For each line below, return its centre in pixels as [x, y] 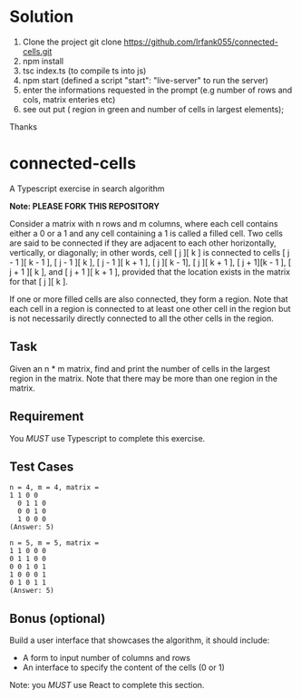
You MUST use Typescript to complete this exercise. [107, 438]
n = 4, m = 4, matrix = [54, 488]
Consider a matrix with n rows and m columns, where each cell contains [144, 223]
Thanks [24, 126]
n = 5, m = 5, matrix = [54, 543]
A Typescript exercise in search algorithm [87, 189]
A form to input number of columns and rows [106, 658]
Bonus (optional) [58, 618]
